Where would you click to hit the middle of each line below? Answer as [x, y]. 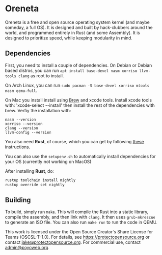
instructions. [18, 147]
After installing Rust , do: [29, 171]
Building [18, 200]
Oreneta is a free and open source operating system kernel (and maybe [77, 22]
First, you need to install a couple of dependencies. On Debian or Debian [79, 65]
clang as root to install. [41, 76]
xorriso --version [24, 124]
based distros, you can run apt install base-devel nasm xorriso [71, 70]
